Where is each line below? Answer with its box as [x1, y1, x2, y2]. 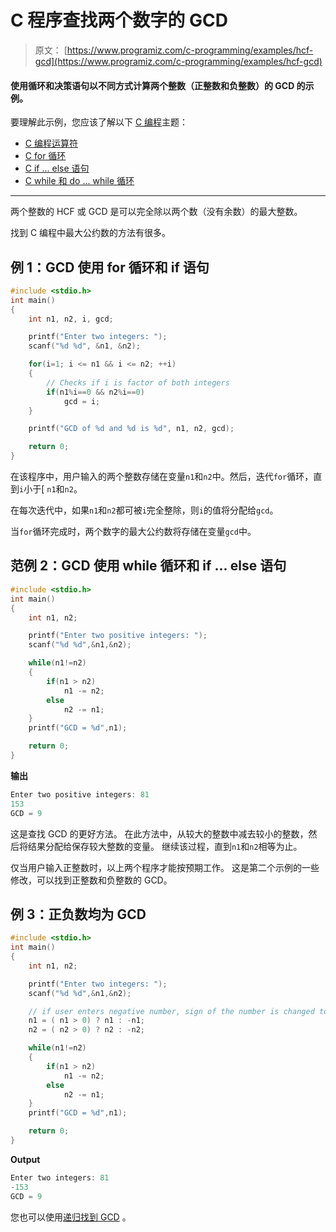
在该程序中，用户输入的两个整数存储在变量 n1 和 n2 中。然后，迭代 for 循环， [10, 471, 314, 483]
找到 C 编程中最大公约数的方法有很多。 [10, 227, 172, 239]
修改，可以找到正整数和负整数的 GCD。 [10, 874, 173, 886]
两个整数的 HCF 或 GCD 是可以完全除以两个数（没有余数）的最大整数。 [10, 206, 303, 218]
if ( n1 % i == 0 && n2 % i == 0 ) [46, 387, 145, 397]
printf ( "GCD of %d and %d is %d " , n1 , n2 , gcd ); [28, 424, 235, 434]
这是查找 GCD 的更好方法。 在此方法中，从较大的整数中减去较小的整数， [10, 827, 309, 840]
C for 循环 [24, 150, 67, 162]
